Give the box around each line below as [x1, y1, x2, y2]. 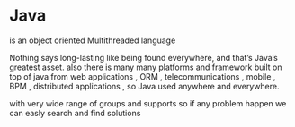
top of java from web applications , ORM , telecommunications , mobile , [9, 71, 276, 81]
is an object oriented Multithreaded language [9, 35, 176, 46]
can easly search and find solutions [9, 107, 141, 118]
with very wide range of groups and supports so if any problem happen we [9, 97, 287, 108]
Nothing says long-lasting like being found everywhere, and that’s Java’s [9, 52, 279, 63]
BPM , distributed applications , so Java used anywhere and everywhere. [9, 80, 280, 91]
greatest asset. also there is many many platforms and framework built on [9, 62, 282, 72]
